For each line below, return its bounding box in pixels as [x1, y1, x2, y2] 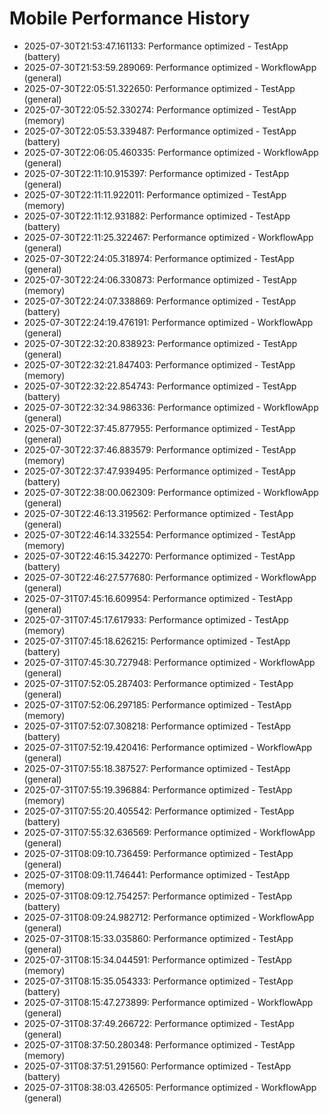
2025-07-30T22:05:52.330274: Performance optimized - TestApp [23, 103, 297, 116]
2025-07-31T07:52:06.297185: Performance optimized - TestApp [23, 698, 292, 711]
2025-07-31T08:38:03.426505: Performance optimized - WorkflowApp [23, 1081, 317, 1093]
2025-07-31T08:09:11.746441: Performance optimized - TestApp [23, 868, 291, 881]
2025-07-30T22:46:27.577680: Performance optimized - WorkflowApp [23, 571, 317, 583]
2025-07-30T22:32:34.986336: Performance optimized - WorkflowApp [23, 401, 319, 413]
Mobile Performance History [9, 7, 251, 30]
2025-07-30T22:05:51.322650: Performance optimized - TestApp [23, 82, 296, 94]
